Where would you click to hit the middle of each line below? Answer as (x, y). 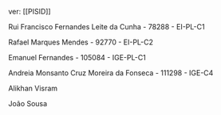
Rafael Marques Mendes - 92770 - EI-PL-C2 (81, 42)
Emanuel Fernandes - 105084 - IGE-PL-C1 (77, 57)
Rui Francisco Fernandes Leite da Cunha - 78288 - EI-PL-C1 (107, 27)
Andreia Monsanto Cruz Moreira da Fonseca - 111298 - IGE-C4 (111, 73)
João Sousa (28, 103)
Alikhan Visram (33, 88)
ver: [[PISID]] (30, 11)
